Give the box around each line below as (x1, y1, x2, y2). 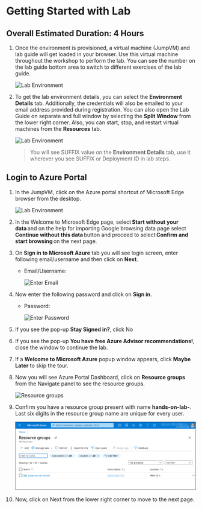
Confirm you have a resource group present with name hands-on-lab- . (14, 403, 192, 411)
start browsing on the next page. (14, 237, 97, 245)
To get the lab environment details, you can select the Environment (14, 93, 182, 100)
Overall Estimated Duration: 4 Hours (6, 28, 144, 39)
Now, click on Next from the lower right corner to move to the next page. (14, 496, 195, 503)
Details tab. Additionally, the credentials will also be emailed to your (14, 100, 183, 107)
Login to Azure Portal (6, 172, 87, 183)
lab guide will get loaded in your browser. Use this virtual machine (14, 51, 179, 58)
